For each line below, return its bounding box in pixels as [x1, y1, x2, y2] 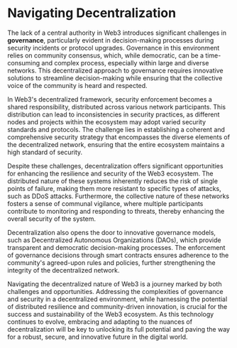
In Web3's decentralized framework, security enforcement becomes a [7, 94, 213, 104]
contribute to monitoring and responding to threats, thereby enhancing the [7, 207, 225, 215]
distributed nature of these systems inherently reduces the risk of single [7, 176, 219, 185]
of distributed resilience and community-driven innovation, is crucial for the [7, 302, 228, 310]
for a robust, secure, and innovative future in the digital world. [7, 332, 188, 341]
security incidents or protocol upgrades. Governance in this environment [7, 43, 220, 52]
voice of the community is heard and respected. [7, 81, 148, 89]
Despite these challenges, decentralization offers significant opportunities [7, 161, 224, 170]
